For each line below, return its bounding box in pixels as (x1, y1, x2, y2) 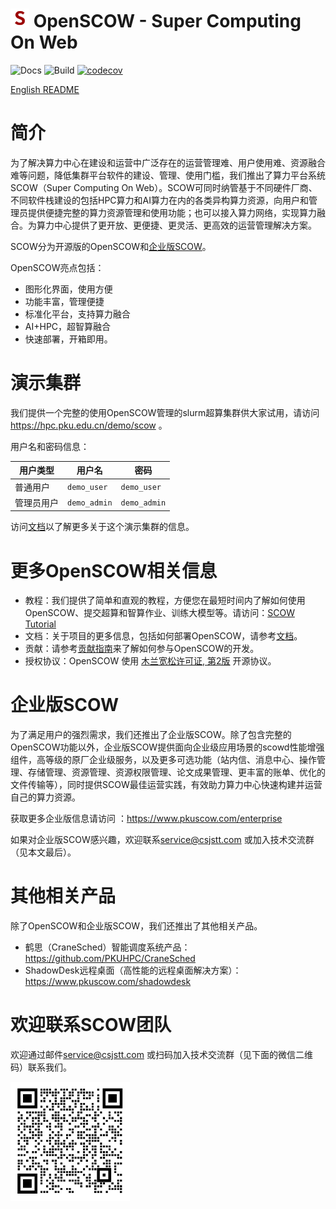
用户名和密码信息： (10, 440, 90, 452)
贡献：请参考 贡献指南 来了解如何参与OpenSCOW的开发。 (24, 643, 260, 655)
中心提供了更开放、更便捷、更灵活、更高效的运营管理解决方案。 (53, 219, 317, 231)
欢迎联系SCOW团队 (10, 1014, 172, 1037)
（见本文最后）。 (10, 846, 77, 858)
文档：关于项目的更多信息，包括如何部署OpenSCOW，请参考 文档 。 (24, 630, 303, 642)
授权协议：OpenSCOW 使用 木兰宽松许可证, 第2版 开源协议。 (24, 655, 277, 667)
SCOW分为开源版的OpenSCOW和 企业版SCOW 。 (10, 240, 212, 252)
